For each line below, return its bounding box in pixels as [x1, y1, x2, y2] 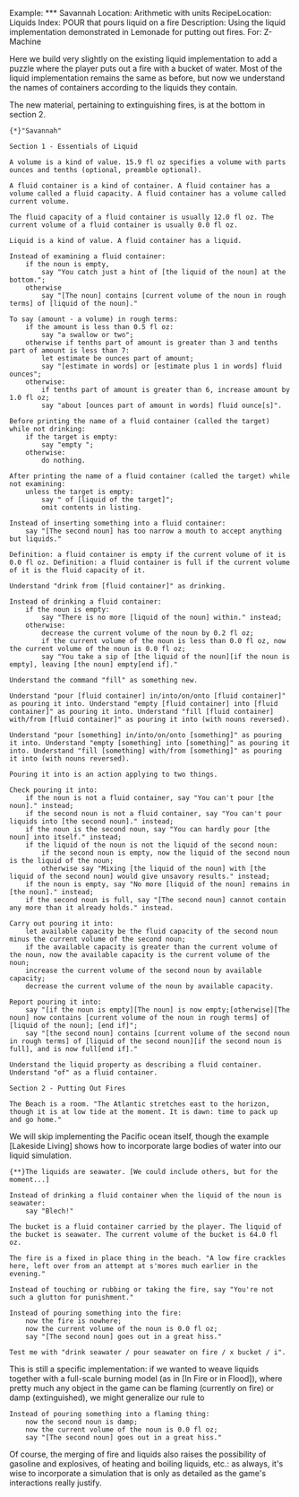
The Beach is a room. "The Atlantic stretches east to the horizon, [9, 1100, 270, 1109]
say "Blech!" [25, 1206, 74, 1215]
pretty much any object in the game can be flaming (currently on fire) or [9, 1383, 275, 1393]
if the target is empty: [25, 432, 118, 441]
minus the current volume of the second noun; [9, 935, 186, 944]
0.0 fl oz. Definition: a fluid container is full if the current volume [9, 558, 291, 567]
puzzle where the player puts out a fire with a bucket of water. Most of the [9, 63, 283, 74]
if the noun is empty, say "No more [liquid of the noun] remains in [25, 880, 291, 889]
